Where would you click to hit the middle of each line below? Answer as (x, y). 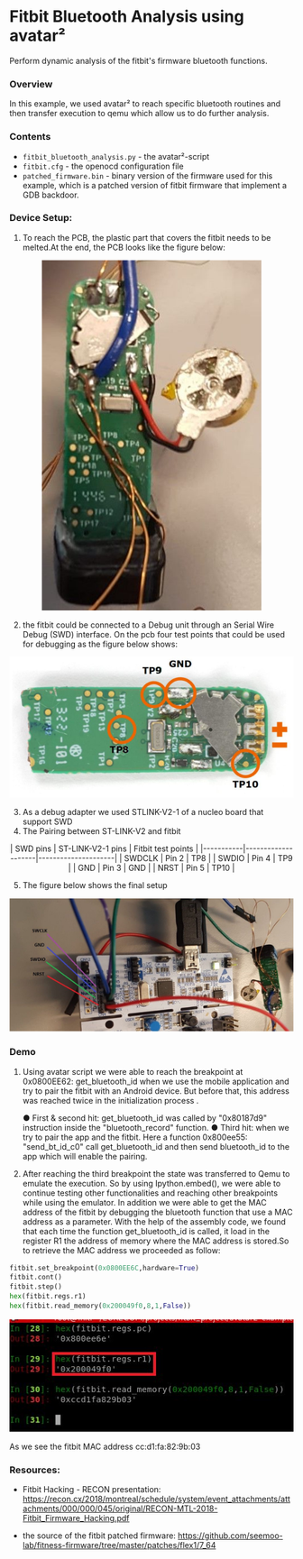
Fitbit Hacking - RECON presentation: (92, 1490)
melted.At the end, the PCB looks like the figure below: (124, 247)
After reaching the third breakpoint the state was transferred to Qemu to (156, 1173)
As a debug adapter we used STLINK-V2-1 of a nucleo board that (143, 812)
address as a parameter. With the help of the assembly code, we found (154, 1221)
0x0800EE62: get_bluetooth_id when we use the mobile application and (156, 1081)
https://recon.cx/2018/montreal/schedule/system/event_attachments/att (156, 1499)
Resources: (35, 1470)
